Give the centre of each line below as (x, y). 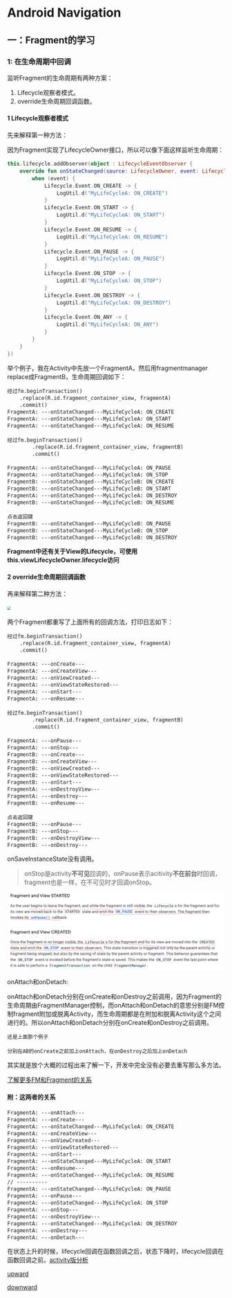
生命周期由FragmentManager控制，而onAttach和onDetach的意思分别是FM (113, 1006)
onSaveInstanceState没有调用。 (52, 859)
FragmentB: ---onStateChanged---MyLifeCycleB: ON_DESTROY (92, 537)
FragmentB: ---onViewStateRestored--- (63, 775)
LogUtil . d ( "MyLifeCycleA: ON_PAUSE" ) (111, 259)
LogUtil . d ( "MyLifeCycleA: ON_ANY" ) (107, 325)
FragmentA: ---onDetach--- (46, 1238)
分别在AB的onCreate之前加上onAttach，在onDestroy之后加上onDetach (97, 1051)
